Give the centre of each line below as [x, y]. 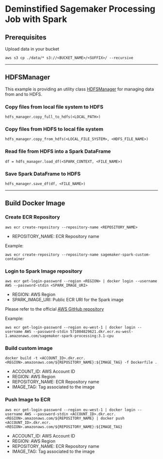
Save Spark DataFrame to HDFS [43, 174]
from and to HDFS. [24, 94]
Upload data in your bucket [32, 49]
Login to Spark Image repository [44, 271]
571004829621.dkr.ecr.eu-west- [102, 331]
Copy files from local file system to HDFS [54, 107]
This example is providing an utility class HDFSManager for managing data [80, 89]
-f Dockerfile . [141, 363]
